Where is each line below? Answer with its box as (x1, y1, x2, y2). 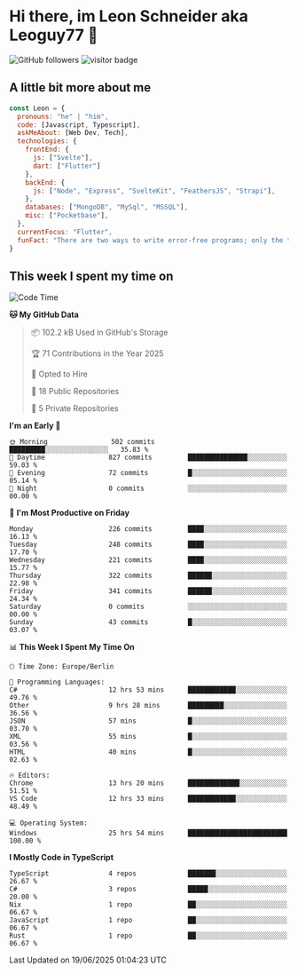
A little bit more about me (9, 80, 152, 95)
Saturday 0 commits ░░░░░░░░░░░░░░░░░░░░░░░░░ (9, 602, 288, 612)
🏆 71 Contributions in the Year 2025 (30, 348, 164, 359)
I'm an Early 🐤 (9, 420, 61, 432)
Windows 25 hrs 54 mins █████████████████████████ (9, 828, 288, 838)
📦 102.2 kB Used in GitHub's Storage (30, 327, 169, 338)
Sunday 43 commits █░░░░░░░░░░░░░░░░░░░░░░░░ (9, 618, 288, 627)
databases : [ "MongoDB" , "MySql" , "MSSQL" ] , (25, 202, 189, 212)
